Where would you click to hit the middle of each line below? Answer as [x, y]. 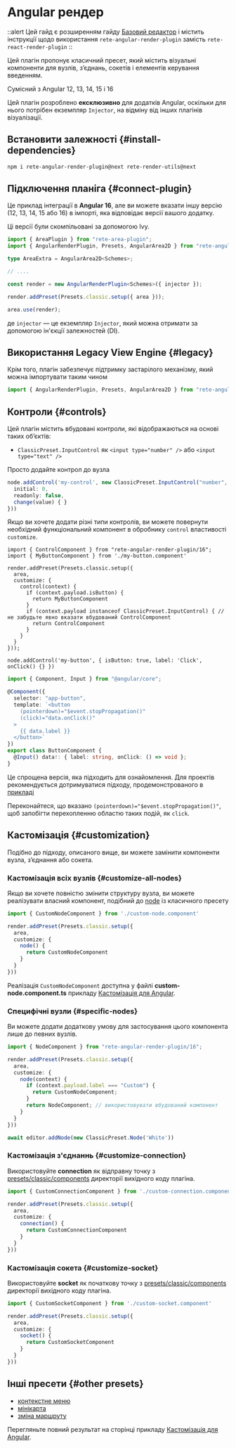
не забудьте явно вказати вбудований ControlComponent [89, 617]
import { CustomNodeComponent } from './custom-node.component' [103, 914]
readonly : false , [39, 495]
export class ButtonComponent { [54, 751]
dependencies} [41, 151]
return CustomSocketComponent [70, 1343]
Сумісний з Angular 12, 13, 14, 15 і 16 [60, 89]
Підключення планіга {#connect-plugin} [100, 189]
